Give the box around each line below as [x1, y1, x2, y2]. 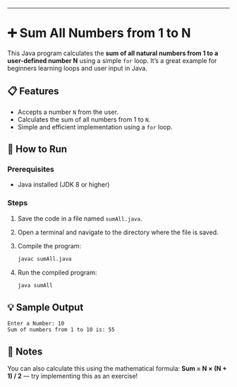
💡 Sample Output [7, 301, 84, 313]
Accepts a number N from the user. [17, 108, 119, 116]
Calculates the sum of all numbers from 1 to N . [17, 115, 151, 124]
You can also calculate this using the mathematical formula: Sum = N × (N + [7, 364, 227, 373]
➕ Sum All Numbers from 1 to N [7, 25, 191, 41]
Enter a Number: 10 [7, 320, 65, 328]
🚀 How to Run [7, 143, 68, 156]
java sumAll [17, 282, 53, 289]
